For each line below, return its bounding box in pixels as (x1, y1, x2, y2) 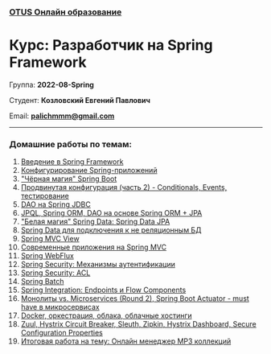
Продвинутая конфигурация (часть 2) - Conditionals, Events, (20, 183, 228, 192)
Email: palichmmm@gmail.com (9, 111, 115, 121)
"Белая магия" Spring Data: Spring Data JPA (20, 216, 170, 227)
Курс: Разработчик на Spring (9, 36, 213, 55)
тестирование (20, 191, 69, 201)
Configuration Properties (20, 328, 103, 338)
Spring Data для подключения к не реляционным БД (20, 225, 202, 235)
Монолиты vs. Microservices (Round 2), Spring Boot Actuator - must (20, 294, 250, 303)
